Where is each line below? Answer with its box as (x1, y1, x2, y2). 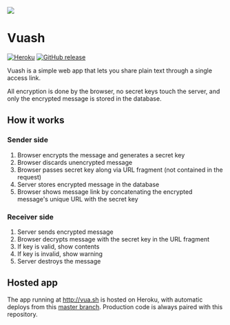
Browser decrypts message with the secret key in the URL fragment (17, 235, 210, 243)
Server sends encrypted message (17, 228, 114, 236)
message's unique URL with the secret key (17, 195, 139, 203)
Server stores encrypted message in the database (17, 180, 160, 188)
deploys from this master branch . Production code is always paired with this (7, 302, 223, 311)
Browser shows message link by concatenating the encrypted (17, 187, 193, 196)
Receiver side (7, 212, 54, 221)
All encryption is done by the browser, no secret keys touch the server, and (7, 87, 220, 95)
